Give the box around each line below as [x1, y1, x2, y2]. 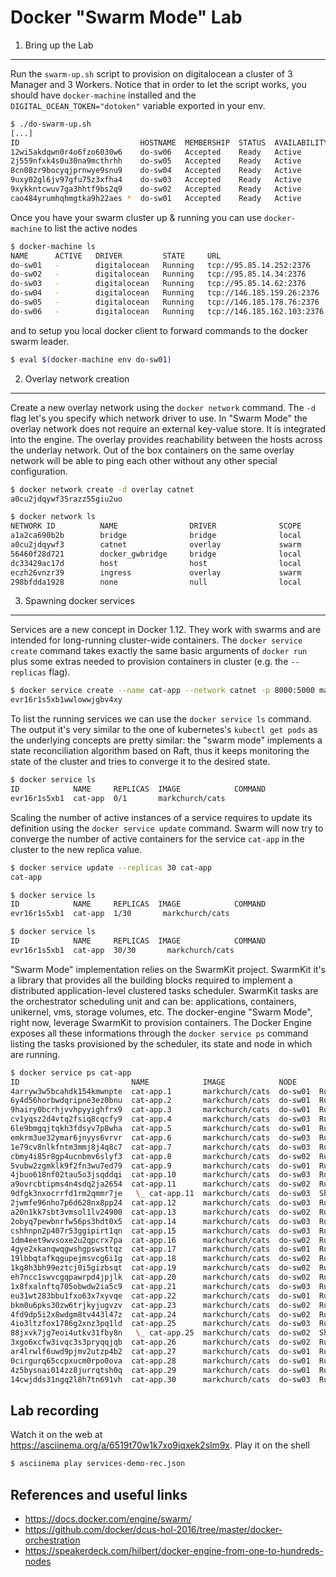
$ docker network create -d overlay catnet [10, 484, 195, 495]
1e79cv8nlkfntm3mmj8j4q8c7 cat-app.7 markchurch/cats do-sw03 [10, 1142, 311, 1152]
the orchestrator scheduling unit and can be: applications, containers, [10, 995, 297, 1007]
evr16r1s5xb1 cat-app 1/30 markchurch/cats [10, 909, 230, 919]
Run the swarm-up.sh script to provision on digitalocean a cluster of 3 [10, 67, 293, 80]
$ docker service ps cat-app [10, 1067, 132, 1078]
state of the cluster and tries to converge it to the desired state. [10, 756, 271, 768]
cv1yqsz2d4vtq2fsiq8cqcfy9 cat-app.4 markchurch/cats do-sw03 [10, 1114, 311, 1125]
